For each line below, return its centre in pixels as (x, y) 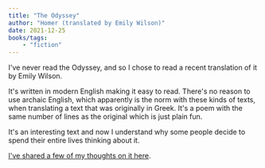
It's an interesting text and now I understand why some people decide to (127, 132)
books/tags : (28, 38)
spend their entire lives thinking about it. (74, 140)
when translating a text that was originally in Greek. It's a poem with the (125, 109)
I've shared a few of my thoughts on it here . (80, 156)
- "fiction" (42, 45)
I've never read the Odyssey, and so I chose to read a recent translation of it (132, 67)
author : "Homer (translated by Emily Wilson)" (87, 23)
